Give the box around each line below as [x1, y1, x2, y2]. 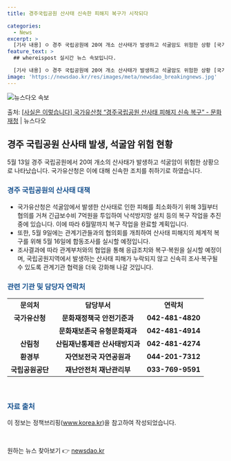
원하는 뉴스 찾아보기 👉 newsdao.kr [7, 447, 105, 455]
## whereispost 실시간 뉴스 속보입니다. [13, 54, 117, 62]
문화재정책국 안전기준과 [61, 314, 134, 323]
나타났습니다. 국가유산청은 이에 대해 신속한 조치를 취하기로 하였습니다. [14, 167, 202, 175]
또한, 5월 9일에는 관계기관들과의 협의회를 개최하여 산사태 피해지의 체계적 [17, 228, 212, 236]
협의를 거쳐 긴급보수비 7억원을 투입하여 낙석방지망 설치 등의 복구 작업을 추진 [17, 211, 222, 219]
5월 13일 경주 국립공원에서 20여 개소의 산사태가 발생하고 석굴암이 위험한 [7, 158, 201, 166]
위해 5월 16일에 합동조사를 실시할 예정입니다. [30, 237, 150, 245]
